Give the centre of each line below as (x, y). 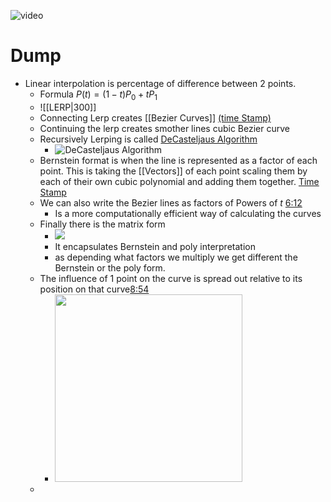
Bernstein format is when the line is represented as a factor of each (178, 160)
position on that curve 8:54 (94, 289)
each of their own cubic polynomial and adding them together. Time (179, 181)
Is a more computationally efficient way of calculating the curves (188, 213)
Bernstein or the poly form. (110, 267)
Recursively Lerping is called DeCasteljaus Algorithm (148, 139)
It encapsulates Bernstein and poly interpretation (155, 246)
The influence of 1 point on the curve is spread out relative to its (171, 278)
